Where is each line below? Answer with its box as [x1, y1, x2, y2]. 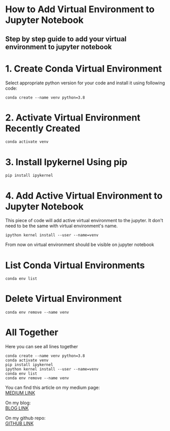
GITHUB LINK [5, 420, 34, 426]
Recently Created [5, 122, 80, 134]
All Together [5, 327, 58, 338]
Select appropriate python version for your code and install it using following [5, 80, 165, 86]
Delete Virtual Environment [5, 293, 122, 304]
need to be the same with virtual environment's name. [5, 223, 118, 229]
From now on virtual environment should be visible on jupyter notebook [5, 241, 154, 248]
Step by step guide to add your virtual [5, 35, 127, 43]
